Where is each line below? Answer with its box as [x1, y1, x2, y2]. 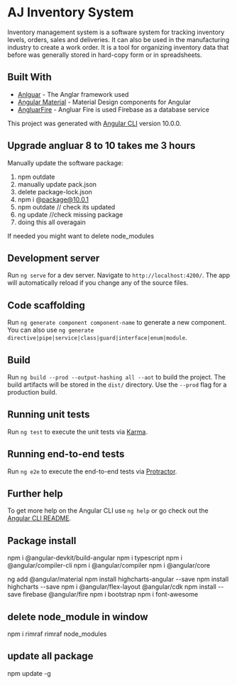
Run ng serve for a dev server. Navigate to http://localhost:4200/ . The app [7, 271, 231, 280]
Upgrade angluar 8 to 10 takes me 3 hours [7, 140, 196, 152]
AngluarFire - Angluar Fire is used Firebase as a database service [17, 105, 209, 114]
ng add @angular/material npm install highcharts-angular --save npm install [7, 575, 229, 584]
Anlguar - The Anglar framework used [17, 90, 129, 98]
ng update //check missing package [17, 210, 123, 219]
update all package [7, 650, 94, 662]
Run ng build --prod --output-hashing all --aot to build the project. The [7, 373, 226, 381]
